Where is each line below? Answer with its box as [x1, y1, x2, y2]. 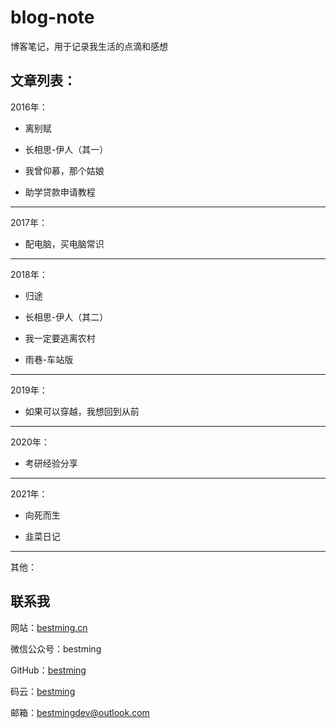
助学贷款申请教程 [24, 186, 96, 198]
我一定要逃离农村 [24, 332, 96, 344]
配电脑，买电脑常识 [24, 237, 105, 250]
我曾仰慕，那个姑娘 [24, 164, 105, 176]
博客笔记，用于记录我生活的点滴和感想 [10, 40, 168, 52]
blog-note [10, 6, 95, 29]
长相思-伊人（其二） [24, 311, 109, 323]
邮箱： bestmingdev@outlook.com [10, 706, 150, 718]
